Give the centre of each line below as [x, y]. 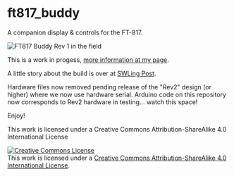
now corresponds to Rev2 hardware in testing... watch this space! [103, 102]
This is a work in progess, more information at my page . [88, 59]
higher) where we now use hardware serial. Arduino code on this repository [117, 94]
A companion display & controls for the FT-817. [75, 32]
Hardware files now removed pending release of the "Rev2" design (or [109, 87]
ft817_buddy [44, 13]
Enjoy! [17, 115]
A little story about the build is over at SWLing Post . [82, 73]
